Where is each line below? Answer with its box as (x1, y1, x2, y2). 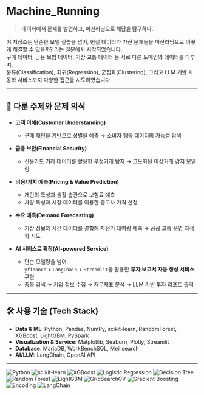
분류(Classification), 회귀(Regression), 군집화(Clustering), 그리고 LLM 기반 (6, 68, 187, 75)
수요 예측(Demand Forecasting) (15, 211, 94, 218)
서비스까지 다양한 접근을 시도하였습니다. (17, 76, 112, 83)
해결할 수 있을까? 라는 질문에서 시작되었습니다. (12, 46, 123, 53)
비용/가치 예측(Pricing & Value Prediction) (15, 178, 120, 185)
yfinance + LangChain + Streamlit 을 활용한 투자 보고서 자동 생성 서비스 (24, 265, 195, 273)
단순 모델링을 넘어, (24, 257, 69, 265)
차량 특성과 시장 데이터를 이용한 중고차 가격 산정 (24, 198, 138, 206)
